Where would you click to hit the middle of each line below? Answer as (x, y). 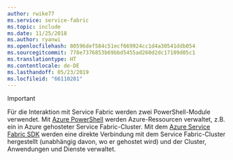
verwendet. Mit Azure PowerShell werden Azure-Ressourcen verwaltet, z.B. (116, 119)
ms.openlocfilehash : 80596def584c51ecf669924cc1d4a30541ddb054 (101, 46)
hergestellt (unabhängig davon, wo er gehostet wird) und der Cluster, (107, 142)
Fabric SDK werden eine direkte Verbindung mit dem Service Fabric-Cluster (116, 134)
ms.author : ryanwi (34, 40)
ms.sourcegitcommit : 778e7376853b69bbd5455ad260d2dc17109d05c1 (101, 53)
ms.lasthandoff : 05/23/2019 (48, 72)
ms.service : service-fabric (48, 20)
